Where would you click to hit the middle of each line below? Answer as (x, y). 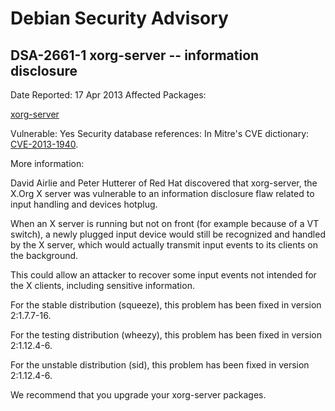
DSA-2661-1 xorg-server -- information (135, 55)
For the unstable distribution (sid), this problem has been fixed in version (160, 365)
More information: (47, 163)
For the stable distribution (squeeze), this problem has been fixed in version (166, 305)
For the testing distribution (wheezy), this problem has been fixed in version (166, 335)
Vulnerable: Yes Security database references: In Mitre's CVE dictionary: (160, 133)
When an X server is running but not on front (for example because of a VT (165, 223)
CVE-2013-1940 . (44, 144)
